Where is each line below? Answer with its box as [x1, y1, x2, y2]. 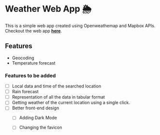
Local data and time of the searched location [12, 83, 102, 89]
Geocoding [12, 55, 35, 61]
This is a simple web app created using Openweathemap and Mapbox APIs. [5, 22, 156, 29]
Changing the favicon [19, 124, 62, 131]
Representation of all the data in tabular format [12, 94, 105, 100]
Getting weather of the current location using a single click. [12, 100, 131, 105]
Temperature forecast [12, 60, 56, 66]
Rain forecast [12, 89, 39, 95]
